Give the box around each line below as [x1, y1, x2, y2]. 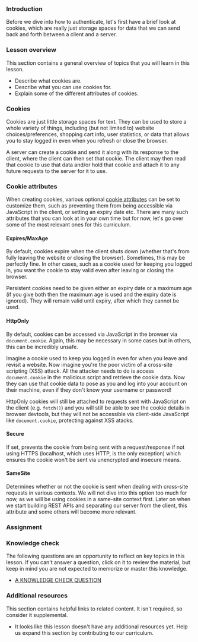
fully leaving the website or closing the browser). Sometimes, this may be [6, 254, 186, 262]
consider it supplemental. [6, 611, 68, 618]
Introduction [6, 5, 43, 13]
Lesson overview [6, 46, 56, 54]
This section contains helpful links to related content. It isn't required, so [6, 605, 183, 612]
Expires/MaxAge [6, 234, 49, 242]
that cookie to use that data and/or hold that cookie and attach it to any [6, 161, 180, 168]
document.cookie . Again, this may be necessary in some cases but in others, [6, 336, 191, 344]
